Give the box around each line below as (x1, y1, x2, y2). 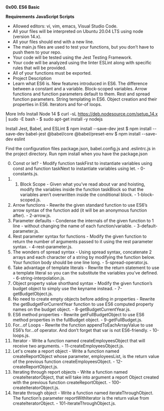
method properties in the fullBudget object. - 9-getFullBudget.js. (12, 317, 142, 323)
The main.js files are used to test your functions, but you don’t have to (12, 44, 154, 50)
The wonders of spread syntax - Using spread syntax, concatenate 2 (12, 249, 152, 255)
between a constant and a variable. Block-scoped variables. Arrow (12, 86, 147, 91)
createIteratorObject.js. (12, 385, 60, 390)
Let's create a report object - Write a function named (12, 348, 119, 354)
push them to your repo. (12, 49, 62, 55)
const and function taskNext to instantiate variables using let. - (12, 165, 140, 171)
